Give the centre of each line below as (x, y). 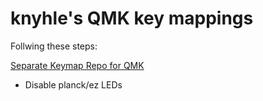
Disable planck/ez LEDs (73, 84)
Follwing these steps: (54, 46)
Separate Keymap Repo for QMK (77, 65)
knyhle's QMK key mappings (132, 18)
